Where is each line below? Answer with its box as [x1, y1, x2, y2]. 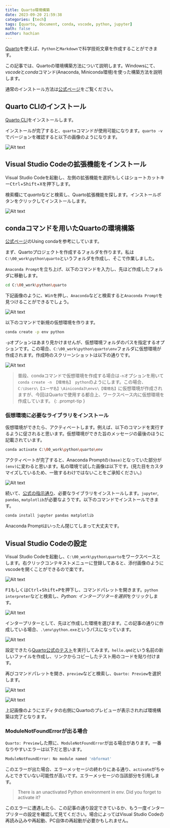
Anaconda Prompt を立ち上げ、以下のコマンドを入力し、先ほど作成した [5, 266, 150, 272]
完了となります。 [14, 713, 50, 720]
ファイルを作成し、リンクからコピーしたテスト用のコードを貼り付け [14, 654, 156, 660]
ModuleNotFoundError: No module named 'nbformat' [5, 757, 112, 762]
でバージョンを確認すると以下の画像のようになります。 [5, 134, 120, 140]
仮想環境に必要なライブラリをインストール [5, 412, 109, 419]
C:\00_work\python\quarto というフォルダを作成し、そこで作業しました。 [5, 256, 157, 262]
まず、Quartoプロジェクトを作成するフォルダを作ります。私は [5, 249, 134, 255]
